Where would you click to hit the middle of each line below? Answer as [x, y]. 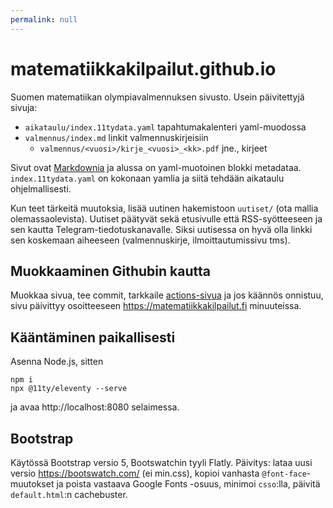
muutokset [32, 484]
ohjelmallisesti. [41, 188]
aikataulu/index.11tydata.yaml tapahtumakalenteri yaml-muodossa [165, 127]
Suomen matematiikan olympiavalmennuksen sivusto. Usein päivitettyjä [157, 97]
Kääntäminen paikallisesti [93, 337]
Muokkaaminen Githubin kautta [110, 271]
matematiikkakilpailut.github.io [143, 68]
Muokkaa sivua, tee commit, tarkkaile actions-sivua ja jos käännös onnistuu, [167, 295]
